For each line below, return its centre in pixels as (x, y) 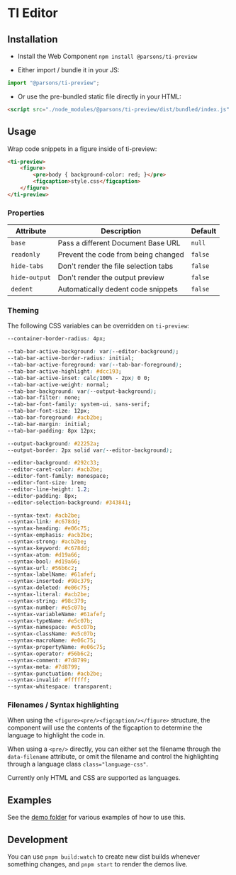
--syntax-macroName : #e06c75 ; (52, 641)
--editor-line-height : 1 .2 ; (49, 489)
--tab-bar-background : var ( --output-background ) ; (82, 391)
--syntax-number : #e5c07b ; (47, 608)
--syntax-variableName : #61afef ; (57, 614)
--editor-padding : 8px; (43, 496)
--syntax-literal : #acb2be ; (49, 595)
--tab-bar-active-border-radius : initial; (71, 358)
